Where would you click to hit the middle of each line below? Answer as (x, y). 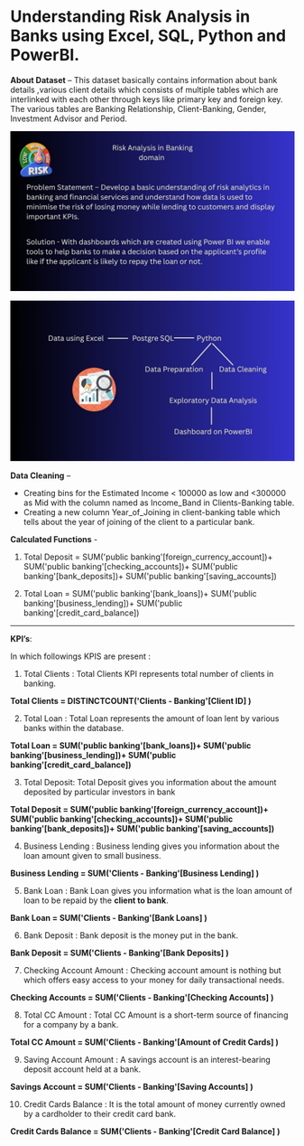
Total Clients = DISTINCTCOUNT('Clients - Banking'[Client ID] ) (131, 700)
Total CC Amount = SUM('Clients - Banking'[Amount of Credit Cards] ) (144, 1042)
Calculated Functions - (54, 539)
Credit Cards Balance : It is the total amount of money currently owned (154, 1104)
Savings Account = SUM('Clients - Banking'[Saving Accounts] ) (132, 1086)
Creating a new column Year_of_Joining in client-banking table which (152, 512)
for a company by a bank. (71, 1024)
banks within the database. (74, 728)
